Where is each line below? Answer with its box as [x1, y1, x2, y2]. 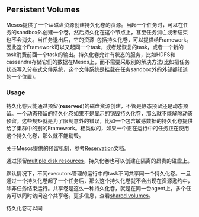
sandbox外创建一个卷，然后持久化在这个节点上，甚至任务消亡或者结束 [16, 28, 188, 36]
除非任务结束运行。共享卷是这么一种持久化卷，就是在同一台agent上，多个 [6, 185, 187, 192]
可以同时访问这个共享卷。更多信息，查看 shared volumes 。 [11, 192, 154, 199]
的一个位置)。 [6, 73, 40, 80]
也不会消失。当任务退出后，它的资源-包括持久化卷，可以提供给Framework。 [6, 36, 192, 43]
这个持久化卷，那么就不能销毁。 [6, 132, 84, 139]
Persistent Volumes [6, 5, 80, 15]
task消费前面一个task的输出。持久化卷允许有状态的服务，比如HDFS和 [6, 50, 176, 58]
